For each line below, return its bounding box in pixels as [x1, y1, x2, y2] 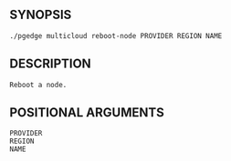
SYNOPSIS [9, 7, 72, 23]
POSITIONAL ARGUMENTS [9, 105, 164, 121]
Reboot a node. [9, 80, 68, 89]
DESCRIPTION [9, 56, 91, 72]
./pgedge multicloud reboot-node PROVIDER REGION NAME [9, 31, 223, 40]
